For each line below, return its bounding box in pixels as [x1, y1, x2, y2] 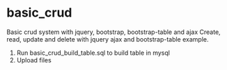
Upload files [16, 55, 52, 64]
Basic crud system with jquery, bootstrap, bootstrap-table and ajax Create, [6, 28, 221, 36]
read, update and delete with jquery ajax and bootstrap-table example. [6, 35, 209, 43]
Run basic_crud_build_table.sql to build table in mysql [16, 49, 170, 57]
